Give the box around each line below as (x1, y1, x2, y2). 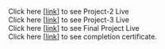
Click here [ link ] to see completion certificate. (8, 32, 157, 41)
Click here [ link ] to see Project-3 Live (8, 15, 129, 24)
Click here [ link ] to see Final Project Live (8, 24, 140, 32)
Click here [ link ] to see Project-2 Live (8, 7, 129, 16)
